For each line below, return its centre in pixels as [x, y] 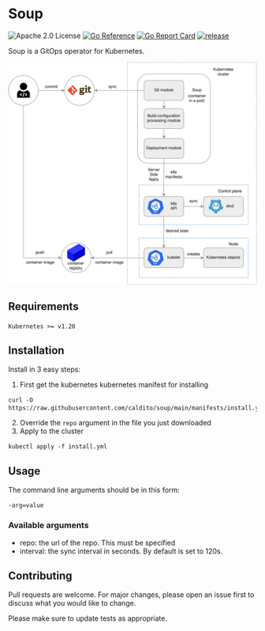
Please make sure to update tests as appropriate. [88, 618]
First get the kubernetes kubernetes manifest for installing [114, 385]
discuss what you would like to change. [72, 603]
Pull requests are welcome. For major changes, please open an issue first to [131, 595]
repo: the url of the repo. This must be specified [97, 542]
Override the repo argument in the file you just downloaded [115, 423]
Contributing [40, 575]
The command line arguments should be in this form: [94, 490]
